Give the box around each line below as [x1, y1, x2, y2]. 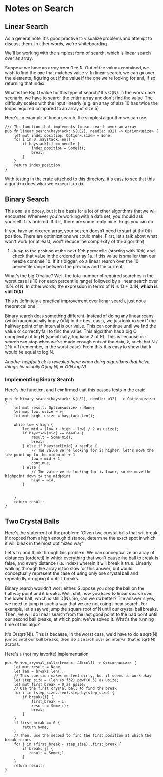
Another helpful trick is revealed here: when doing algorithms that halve [5, 358, 150, 365]
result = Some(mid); [31, 435, 73, 440]
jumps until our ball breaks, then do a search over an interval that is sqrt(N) [5, 636, 156, 642]
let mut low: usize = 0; [14, 410, 64, 414]
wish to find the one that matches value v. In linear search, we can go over [5, 70, 155, 76]
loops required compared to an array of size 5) [5, 106, 99, 111]
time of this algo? [5, 621, 40, 627]
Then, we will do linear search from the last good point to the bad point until [5, 611, 158, 617]
